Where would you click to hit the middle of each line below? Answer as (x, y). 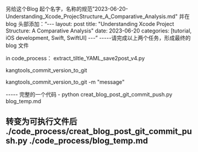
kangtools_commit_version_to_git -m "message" (65, 82)
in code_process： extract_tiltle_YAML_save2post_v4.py (75, 58)
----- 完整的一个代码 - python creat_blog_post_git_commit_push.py (89, 94)
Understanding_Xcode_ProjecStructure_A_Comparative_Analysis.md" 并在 (98, 16)
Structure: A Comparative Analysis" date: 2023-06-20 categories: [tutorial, (99, 31)
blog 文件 (17, 45)
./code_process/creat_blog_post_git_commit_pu (99, 131)
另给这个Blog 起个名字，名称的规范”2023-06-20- (67, 9)
